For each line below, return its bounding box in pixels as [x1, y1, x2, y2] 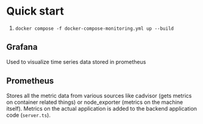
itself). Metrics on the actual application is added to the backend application [6, 105, 197, 112]
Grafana [6, 42, 38, 52]
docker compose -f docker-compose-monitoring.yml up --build [15, 26, 174, 32]
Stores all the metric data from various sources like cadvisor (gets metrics [6, 92, 192, 99]
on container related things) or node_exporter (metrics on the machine [6, 98, 183, 106]
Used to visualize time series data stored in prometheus [6, 58, 146, 65]
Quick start [6, 4, 64, 18]
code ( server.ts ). [6, 111, 51, 119]
